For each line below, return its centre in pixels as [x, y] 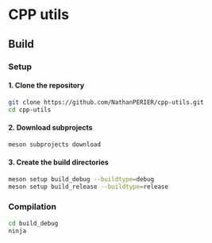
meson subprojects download [55, 145]
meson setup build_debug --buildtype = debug [81, 179]
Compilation [33, 206]
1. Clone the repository [46, 86]
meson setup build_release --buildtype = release [89, 187]
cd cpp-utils [30, 110]
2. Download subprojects [50, 128]
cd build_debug [33, 223]
